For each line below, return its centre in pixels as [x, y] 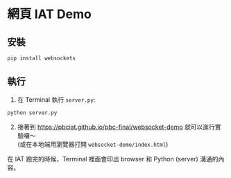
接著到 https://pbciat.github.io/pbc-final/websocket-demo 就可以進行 [116, 127]
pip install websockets [42, 58]
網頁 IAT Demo [49, 14]
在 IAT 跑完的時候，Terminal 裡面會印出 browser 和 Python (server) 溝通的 [113, 159]
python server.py [32, 113]
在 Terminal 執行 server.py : [56, 99]
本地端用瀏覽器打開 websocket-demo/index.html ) [100, 144]
